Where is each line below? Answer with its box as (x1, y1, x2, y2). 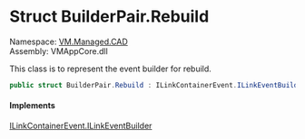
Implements (9, 100, 56, 111)
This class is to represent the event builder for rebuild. (9, 63, 212, 74)
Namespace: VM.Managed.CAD (9, 36, 129, 47)
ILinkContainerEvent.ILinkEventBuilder (9, 120, 152, 132)
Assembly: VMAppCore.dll (9, 45, 109, 56)
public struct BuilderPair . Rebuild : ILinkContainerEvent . (9, 80, 238, 89)
